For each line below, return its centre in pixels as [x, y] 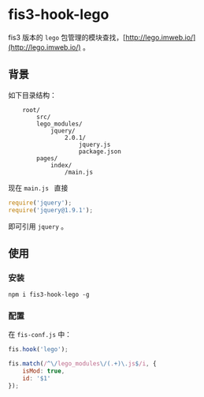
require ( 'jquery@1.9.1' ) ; [50, 210]
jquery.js [95, 144]
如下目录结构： [32, 95]
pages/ [47, 158]
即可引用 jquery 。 [38, 226]
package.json [100, 152]
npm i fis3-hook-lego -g [49, 295]
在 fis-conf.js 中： [40, 335]
